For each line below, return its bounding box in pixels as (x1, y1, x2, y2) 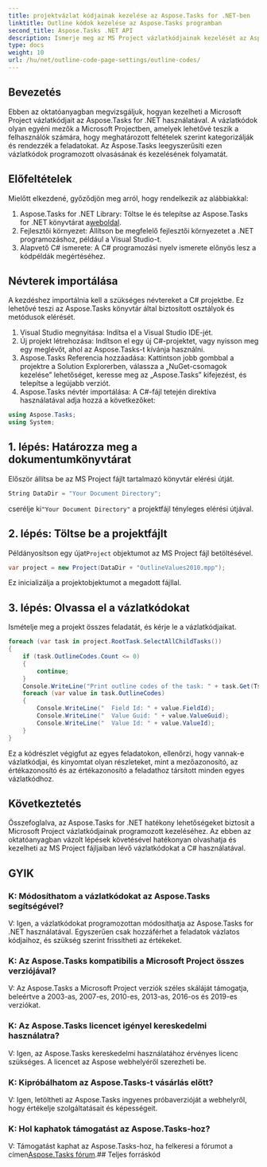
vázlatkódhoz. (8, 774, 54, 784)
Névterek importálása (8, 274, 118, 288)
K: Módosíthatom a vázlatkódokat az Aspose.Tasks (8, 890, 211, 902)
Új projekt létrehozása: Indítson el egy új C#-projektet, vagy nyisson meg (19, 336, 259, 346)
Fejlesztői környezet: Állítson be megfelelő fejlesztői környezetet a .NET (19, 226, 254, 235)
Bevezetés (8, 85, 62, 100)
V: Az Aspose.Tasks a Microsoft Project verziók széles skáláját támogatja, (8, 984, 249, 993)
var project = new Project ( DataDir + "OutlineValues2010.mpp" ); (8, 564, 226, 572)
